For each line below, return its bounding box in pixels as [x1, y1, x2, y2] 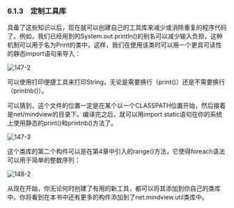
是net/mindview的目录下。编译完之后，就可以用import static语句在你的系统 [7, 110, 223, 119]
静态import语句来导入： [13, 50, 81, 58]
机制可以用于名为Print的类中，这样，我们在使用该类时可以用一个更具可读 [7, 40, 216, 50]
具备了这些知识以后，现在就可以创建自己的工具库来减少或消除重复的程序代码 [7, 23, 227, 32]
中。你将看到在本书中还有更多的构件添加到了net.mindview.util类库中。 [7, 193, 208, 202]
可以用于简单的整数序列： [7, 156, 81, 165]
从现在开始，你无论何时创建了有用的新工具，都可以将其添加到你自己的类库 [7, 184, 221, 193]
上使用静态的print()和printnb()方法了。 [7, 119, 117, 127]
